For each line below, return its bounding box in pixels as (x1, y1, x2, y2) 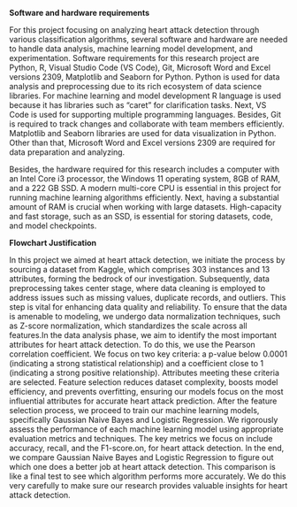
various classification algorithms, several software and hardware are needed (9, 35, 288, 44)
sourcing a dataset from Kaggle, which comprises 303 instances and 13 (9, 265, 270, 274)
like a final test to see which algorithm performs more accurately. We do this (9, 471, 286, 481)
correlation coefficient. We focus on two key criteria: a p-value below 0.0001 (9, 349, 288, 359)
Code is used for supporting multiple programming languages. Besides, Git (9, 110, 281, 119)
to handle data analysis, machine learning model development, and (9, 43, 254, 54)
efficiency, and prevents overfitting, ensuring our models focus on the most (9, 387, 285, 396)
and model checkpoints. (9, 220, 97, 231)
